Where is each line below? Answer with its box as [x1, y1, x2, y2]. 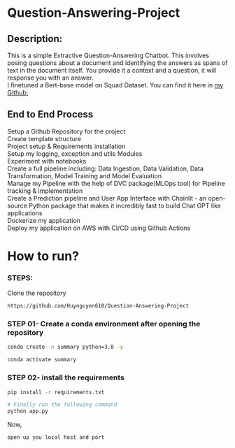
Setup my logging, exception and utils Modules [7, 149, 143, 158]
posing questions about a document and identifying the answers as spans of [7, 59, 228, 67]
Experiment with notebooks [7, 157, 87, 165]
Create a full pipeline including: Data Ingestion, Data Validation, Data [7, 164, 204, 173]
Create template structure [7, 134, 82, 143]
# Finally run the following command [7, 401, 117, 408]
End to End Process [7, 108, 94, 120]
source [7, 201, 28, 210]
